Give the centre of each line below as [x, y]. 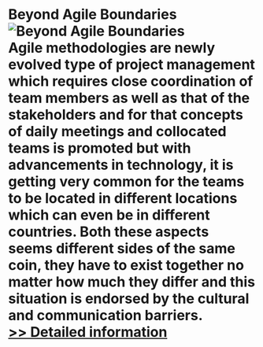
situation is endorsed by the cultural [129, 299]
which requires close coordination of [131, 81]
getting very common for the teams [126, 182]
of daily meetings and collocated [117, 132]
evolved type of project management [132, 65]
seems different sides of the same [122, 249]
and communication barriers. [106, 316]
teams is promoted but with [100, 148]
